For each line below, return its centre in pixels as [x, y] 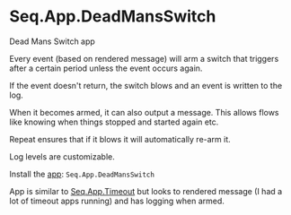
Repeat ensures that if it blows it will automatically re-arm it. [120, 139]
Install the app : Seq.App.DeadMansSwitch [82, 174]
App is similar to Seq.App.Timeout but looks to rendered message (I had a [146, 191]
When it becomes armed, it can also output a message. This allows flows [145, 112]
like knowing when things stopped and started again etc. [114, 122]
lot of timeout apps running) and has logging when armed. [117, 201]
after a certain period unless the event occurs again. [106, 68]
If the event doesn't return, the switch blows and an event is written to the [146, 85]
